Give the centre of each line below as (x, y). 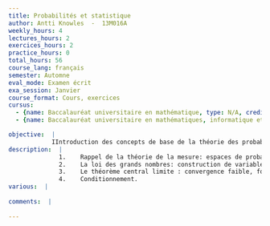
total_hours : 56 (35, 61)
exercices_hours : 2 (41, 46)
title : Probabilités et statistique (70, 16)
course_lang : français (46, 68)
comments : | (30, 201)
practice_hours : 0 (39, 53)
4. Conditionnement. (98, 180)
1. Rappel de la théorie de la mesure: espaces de (151, 157)
